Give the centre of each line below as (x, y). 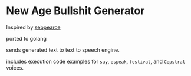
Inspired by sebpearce (33, 27)
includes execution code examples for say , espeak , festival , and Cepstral (96, 61)
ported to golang (27, 38)
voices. (15, 67)
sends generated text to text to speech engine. (63, 50)
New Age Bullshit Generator (75, 11)
